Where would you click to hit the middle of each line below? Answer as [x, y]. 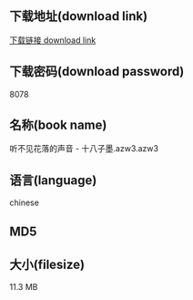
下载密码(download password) [97, 72]
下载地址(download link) [79, 16]
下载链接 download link [53, 40]
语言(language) [53, 180]
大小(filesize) [47, 265]
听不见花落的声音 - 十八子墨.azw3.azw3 [84, 149]
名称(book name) [58, 125]
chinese [24, 202]
